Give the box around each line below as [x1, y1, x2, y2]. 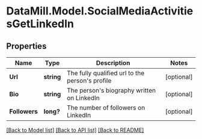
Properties [6, 41, 47, 51]
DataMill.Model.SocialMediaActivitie [6, 4, 194, 18]
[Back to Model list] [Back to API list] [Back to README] [6, 126, 144, 134]
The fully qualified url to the [67, 69, 145, 77]
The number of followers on [67, 103, 145, 112]
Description [96, 59, 130, 67]
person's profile [67, 76, 112, 85]
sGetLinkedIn [6, 17, 74, 31]
